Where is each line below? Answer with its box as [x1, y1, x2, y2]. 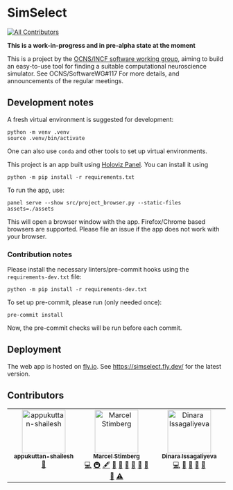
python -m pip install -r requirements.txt [7, 173, 135, 181]
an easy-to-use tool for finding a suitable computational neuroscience [7, 62, 207, 70]
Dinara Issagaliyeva [162, 453, 217, 460]
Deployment [7, 344, 62, 356]
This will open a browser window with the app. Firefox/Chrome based [7, 217, 206, 226]
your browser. [7, 232, 47, 240]
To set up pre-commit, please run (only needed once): [7, 298, 162, 306]
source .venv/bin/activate [7, 134, 85, 141]
